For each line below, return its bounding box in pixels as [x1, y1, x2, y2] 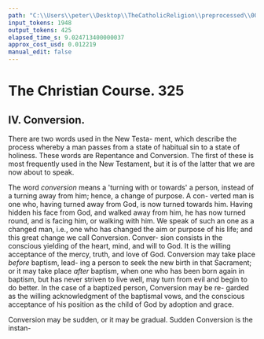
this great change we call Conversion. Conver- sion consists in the [8, 233, 223, 242]
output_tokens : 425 [8, 26, 72, 34]
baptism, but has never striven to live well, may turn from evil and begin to [8, 275, 247, 284]
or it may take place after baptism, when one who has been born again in [8, 267, 245, 275]
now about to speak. [8, 168, 75, 177]
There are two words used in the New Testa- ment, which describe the [8, 134, 237, 143]
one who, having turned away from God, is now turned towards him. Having [8, 200, 253, 208]
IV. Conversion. [8, 113, 85, 127]
